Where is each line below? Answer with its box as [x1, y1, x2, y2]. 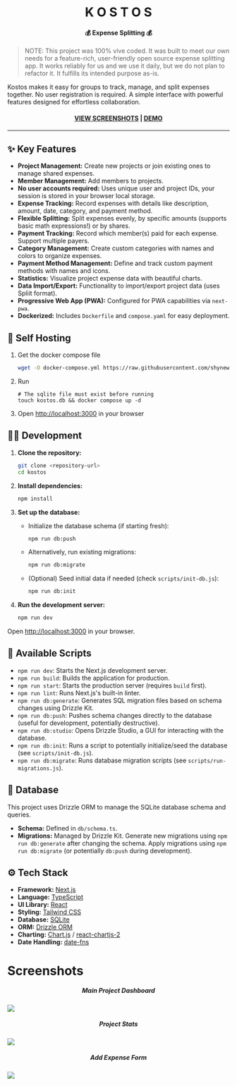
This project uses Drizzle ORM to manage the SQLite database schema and [7, 803, 226, 811]
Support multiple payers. [17, 237, 90, 245]
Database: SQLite [17, 915, 70, 924]
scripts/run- [188, 757, 226, 764]
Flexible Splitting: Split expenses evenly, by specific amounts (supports [17, 214, 227, 223]
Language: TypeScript [17, 893, 83, 901]
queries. [7, 810, 32, 819]
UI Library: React [17, 901, 68, 909]
